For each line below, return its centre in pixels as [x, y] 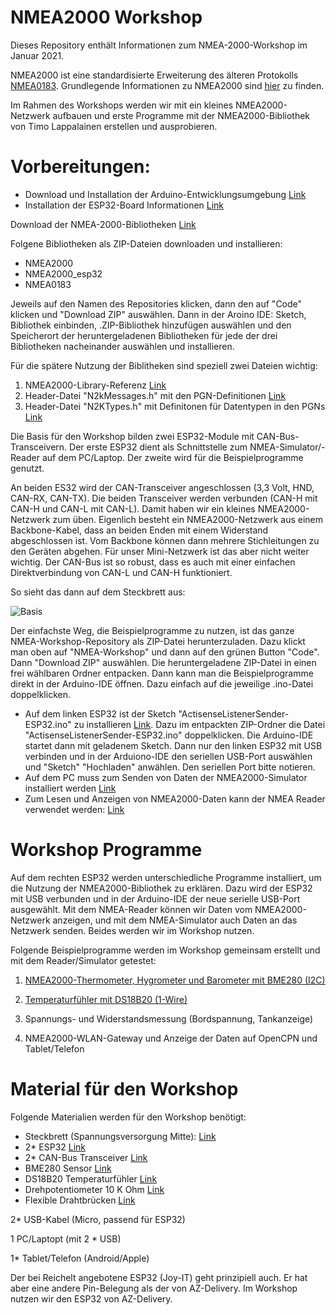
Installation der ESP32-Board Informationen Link [124, 205]
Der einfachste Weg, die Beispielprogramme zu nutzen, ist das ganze [152, 630]
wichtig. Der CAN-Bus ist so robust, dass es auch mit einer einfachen [153, 562]
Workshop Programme [106, 850]
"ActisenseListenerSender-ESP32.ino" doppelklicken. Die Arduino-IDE [169, 735]
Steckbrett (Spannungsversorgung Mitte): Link [120, 1136]
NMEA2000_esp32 [63, 273]
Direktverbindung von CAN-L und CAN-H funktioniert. [121, 572]
